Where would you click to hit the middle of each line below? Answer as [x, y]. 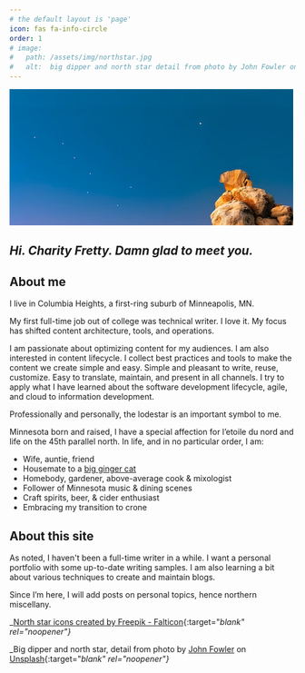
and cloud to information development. [82, 397]
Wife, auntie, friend [59, 460]
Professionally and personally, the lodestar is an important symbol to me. [146, 414]
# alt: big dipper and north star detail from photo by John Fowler [148, 67]
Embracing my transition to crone [85, 508]
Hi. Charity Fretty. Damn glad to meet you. [132, 251]
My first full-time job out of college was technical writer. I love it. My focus [148, 322]
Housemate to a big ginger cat [79, 469]
